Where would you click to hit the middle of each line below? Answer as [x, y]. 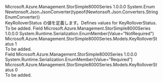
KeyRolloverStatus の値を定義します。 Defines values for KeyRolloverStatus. [81, 23]
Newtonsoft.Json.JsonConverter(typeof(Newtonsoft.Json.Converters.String [81, 12]
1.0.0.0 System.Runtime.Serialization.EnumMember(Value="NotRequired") [80, 33]
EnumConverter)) [23, 17]
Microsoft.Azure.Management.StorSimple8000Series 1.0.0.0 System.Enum [80, 7]
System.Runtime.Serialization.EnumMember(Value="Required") [69, 59]
